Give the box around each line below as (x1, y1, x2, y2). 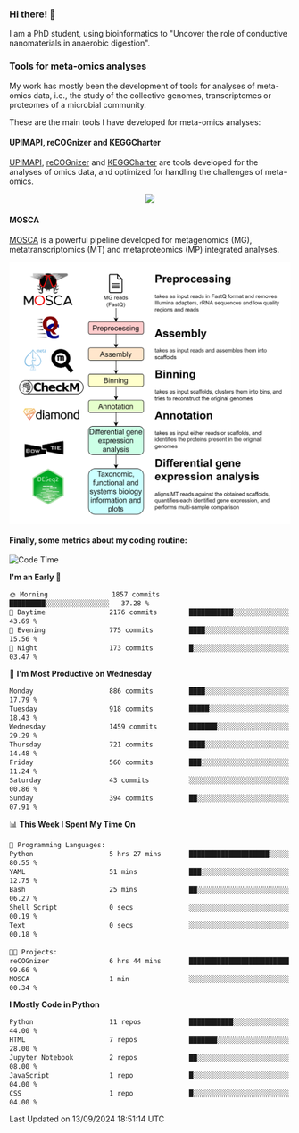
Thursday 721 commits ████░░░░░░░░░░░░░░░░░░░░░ (9, 740, 290, 749)
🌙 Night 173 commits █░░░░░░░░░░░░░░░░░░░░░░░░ (9, 644, 290, 653)
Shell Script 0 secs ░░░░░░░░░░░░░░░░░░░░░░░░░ (9, 904, 290, 912)
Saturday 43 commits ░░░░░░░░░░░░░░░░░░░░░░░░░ (9, 776, 290, 785)
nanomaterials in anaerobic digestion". (9, 37, 151, 48)
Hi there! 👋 (9, 8, 56, 21)
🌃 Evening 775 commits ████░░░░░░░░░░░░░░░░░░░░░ (9, 626, 290, 635)
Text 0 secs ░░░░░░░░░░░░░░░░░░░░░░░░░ (9, 921, 290, 930)
